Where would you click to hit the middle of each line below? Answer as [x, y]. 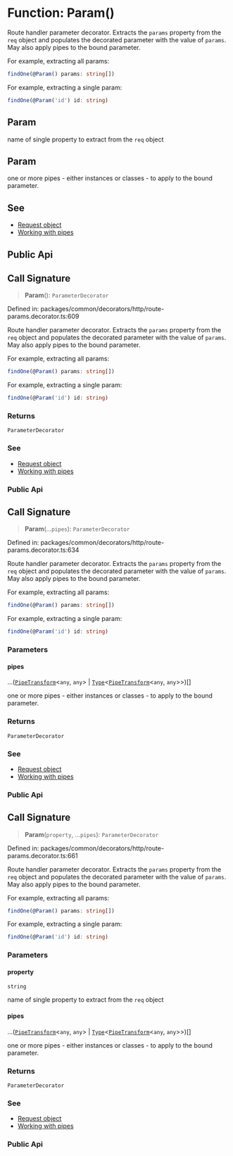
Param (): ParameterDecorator [67, 295]
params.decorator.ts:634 [43, 550]
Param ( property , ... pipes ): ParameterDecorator [92, 834]
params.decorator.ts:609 [43, 316]
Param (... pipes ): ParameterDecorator [77, 529]
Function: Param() [61, 13]
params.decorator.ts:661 [43, 855]
